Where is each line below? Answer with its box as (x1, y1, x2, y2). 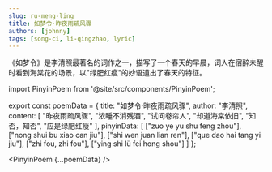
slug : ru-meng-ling (8, 11, 74, 20)
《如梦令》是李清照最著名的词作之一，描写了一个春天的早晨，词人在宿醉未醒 (8, 58, 264, 67)
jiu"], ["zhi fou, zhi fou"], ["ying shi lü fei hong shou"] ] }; (8, 139, 197, 148)
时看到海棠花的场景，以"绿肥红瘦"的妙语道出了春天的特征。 (8, 68, 207, 78)
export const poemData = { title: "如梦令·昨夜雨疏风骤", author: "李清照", (8, 101, 249, 110)
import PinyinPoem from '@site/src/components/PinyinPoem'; (8, 84, 215, 94)
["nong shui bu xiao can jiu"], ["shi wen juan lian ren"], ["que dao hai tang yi (8, 131, 261, 140)
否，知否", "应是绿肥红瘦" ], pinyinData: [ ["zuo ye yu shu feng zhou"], (8, 121, 242, 131)
